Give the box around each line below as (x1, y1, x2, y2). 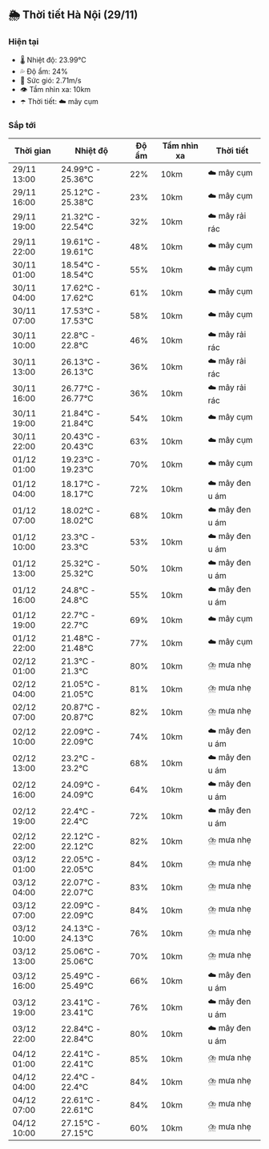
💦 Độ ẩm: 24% (19, 66, 68, 76)
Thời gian (14, 145, 52, 156)
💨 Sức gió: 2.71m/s (19, 75, 82, 85)
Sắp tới (8, 119, 36, 131)
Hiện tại (8, 36, 39, 47)
